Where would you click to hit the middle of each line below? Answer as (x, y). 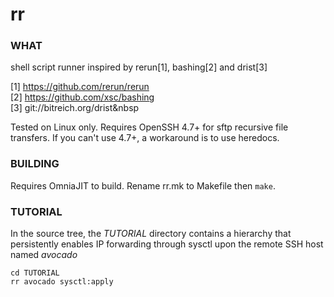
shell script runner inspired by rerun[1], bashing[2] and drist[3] (139, 67)
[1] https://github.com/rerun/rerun (80, 87)
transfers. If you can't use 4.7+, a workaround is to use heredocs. (145, 138)
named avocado (44, 255)
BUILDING (35, 164)
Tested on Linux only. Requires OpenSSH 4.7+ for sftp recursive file (149, 127)
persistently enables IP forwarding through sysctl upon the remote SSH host (167, 244)
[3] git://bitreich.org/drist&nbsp (75, 108)
